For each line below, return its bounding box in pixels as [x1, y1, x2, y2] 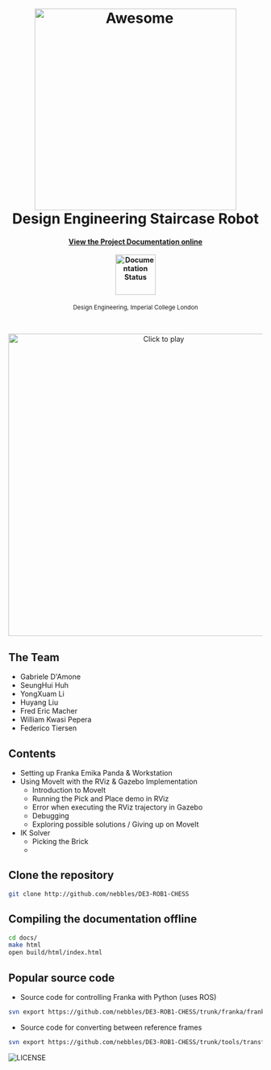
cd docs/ [8, 934, 38, 942]
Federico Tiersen [19, 723, 77, 733]
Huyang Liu [19, 697, 59, 707]
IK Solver [19, 828, 51, 838]
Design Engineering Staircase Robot [11, 210, 260, 228]
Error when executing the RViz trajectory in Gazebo [31, 802, 203, 812]
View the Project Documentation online [68, 236, 203, 246]
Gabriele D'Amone [19, 672, 81, 681]
